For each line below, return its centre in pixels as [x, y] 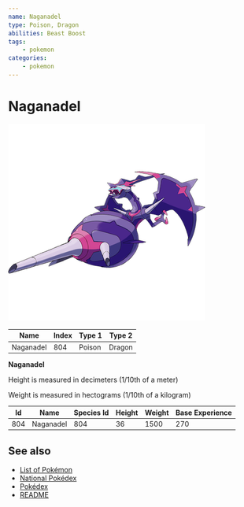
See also [30, 451]
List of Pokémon [46, 470]
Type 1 [90, 335]
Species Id [91, 413]
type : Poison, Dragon [44, 25]
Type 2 [121, 335]
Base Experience [204, 413]
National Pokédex [48, 478]
